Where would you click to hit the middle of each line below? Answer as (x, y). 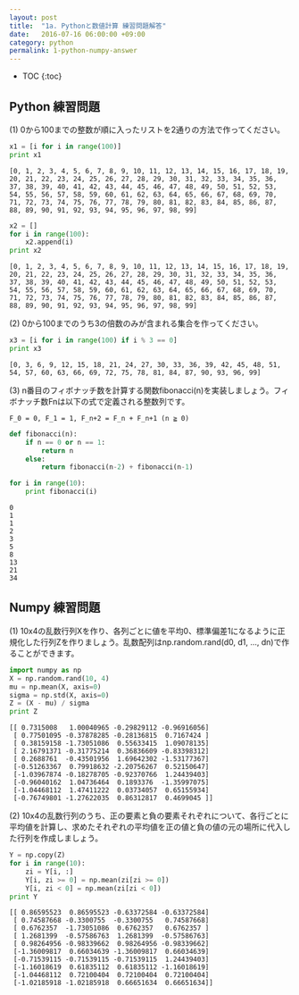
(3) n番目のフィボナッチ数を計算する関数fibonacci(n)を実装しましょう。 (141, 390)
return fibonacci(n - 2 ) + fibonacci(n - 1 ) (117, 467)
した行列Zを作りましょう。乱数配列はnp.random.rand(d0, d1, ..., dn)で (153, 642)
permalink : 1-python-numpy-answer (74, 51)
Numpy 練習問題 (55, 608)
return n (58, 451)
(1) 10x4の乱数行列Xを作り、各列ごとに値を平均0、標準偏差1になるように (144, 631)
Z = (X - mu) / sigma (50, 703)
